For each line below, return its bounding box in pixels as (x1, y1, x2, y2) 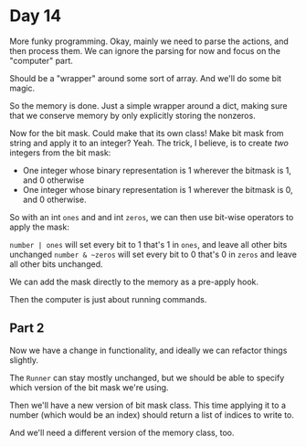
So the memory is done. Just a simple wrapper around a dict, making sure (9, 100, 288, 111)
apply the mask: (9, 221, 70, 232)
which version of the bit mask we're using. (9, 381, 169, 393)
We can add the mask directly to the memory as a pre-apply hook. (9, 276, 259, 287)
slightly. (9, 354, 39, 366)
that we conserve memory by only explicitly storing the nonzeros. (9, 110, 256, 121)
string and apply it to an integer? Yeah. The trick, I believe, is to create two (9, 137, 290, 148)
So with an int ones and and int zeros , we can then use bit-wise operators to (9, 211, 294, 222)
